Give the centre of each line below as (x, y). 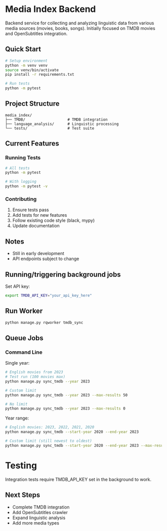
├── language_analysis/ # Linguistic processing (62, 124)
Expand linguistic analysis (39, 518)
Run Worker (24, 311)
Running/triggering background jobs (63, 274)
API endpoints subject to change (46, 259)
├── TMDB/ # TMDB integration (56, 120)
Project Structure (32, 104)
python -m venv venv (27, 65)
